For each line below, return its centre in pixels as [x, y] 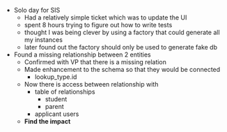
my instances [43, 40]
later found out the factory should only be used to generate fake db [121, 47]
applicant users [57, 114]
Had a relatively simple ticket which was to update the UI [105, 17]
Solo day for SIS [37, 10]
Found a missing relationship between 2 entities [82, 54]
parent [54, 107]
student [56, 99]
